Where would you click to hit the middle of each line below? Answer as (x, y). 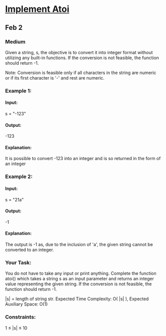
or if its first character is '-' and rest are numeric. (55, 78)
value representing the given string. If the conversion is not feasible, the (79, 284)
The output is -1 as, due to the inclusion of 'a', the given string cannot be (79, 244)
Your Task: (18, 262)
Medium (15, 42)
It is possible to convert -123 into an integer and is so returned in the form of (83, 159)
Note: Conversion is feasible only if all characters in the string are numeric (81, 73)
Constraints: (21, 317)
